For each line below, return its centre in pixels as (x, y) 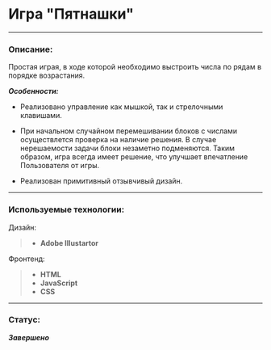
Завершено (29, 337)
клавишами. (41, 116)
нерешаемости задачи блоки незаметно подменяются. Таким (127, 148)
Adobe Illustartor (69, 242)
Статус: (24, 320)
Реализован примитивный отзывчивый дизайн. (101, 181)
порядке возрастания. (47, 76)
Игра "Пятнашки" (71, 14)
